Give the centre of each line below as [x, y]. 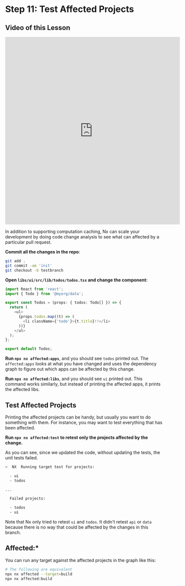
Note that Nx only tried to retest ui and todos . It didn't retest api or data [79, 522]
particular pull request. [28, 242]
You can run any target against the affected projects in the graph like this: [81, 560]
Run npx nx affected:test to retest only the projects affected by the [77, 437]
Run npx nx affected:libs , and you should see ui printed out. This [74, 379]
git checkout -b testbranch [34, 270]
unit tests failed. [22, 457]
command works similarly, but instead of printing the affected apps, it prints [83, 384]
